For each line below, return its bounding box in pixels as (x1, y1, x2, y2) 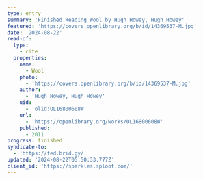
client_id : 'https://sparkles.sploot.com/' (7, 162, 133, 170)
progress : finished (7, 138, 63, 144)
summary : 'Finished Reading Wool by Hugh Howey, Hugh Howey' (7, 16, 185, 23)
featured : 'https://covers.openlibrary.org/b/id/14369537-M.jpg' (7, 23, 197, 29)
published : (19, 125, 51, 131)
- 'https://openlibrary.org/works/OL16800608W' (25, 118, 164, 125)
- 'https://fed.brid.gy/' (13, 150, 87, 157)
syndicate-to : (7, 144, 48, 151)
